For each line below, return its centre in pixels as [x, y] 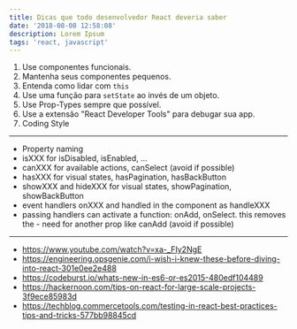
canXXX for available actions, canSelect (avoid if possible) [128, 168]
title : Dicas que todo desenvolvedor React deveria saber [118, 17]
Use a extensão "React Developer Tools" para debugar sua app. [138, 114]
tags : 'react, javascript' [59, 42]
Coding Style [46, 124]
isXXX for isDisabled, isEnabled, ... [84, 158]
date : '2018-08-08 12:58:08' [63, 26]
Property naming [53, 149]
